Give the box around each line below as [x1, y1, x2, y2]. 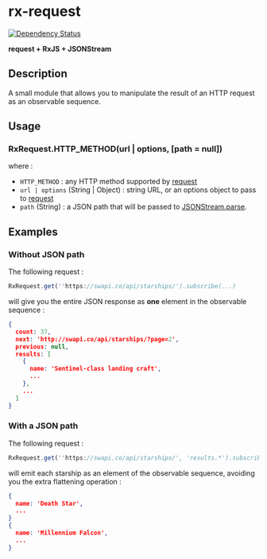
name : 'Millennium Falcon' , [15, 529, 109, 538]
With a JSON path [8, 420, 79, 431]
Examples [8, 225, 58, 238]
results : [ [15, 350, 52, 358]
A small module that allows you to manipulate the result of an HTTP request [8, 88, 256, 98]
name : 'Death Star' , [15, 499, 83, 507]
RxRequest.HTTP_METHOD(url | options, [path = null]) [8, 144, 223, 155]
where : [8, 161, 33, 171]
